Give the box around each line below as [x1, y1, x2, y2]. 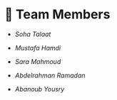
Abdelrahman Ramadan [14, 71, 86, 79]
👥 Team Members [4, 6, 111, 23]
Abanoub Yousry [14, 84, 65, 93]
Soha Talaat [14, 30, 51, 38]
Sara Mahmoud [14, 57, 61, 66]
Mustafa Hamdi [14, 43, 61, 52]
